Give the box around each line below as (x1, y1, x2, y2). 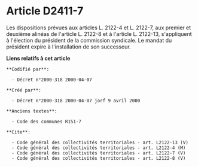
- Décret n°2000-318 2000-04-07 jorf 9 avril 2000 (11, 98, 141, 104)
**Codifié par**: (6, 66, 50, 72)
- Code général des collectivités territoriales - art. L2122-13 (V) (11, 139, 188, 145)
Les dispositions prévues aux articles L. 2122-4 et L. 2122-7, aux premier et (6, 24, 191, 31)
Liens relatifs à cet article (6, 54, 71, 62)
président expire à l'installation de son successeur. (6, 43, 131, 50)
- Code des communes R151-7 (11, 119, 82, 125)
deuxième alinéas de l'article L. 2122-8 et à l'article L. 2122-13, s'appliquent (6, 30, 193, 37)
